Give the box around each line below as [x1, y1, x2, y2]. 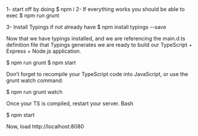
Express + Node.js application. [6, 48, 82, 55]
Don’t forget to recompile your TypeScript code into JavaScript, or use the [6, 71, 188, 77]
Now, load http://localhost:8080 [6, 123, 85, 130]
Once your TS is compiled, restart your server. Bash [6, 100, 134, 107]
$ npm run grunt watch [6, 88, 63, 95]
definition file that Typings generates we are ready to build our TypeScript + [6, 42, 193, 48]
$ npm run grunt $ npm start [6, 59, 76, 66]
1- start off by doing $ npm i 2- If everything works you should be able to [6, 6, 185, 12]
